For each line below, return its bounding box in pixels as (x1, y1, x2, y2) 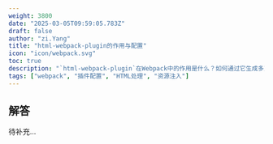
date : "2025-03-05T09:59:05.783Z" (8, 19, 126, 28)
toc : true (8, 57, 42, 66)
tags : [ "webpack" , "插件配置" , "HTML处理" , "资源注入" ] (8, 72, 189, 80)
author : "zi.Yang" (8, 34, 71, 43)
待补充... (8, 127, 37, 137)
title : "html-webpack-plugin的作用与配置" (8, 42, 147, 50)
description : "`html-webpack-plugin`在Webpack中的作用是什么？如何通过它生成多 (8, 65, 264, 73)
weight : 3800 (8, 11, 53, 20)
